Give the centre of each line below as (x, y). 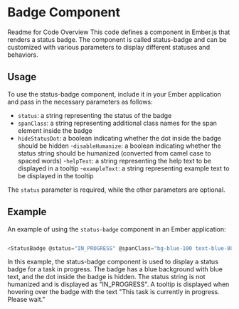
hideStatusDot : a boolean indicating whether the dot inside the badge (119, 138)
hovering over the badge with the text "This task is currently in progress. (114, 292)
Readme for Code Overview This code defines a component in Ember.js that (119, 32)
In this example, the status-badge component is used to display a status (113, 262)
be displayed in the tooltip (55, 175)
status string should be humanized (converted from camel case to (114, 153)
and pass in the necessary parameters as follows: (80, 102)
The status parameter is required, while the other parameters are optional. (116, 190)
